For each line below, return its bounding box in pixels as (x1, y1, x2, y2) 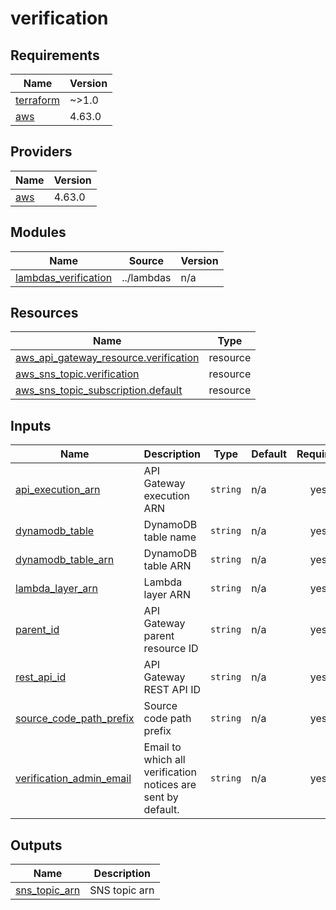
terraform (15, 93, 61, 107)
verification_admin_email (15, 772, 132, 786)
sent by (143, 790, 179, 804)
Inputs (10, 417, 52, 434)
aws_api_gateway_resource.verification (15, 351, 200, 365)
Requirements (10, 47, 100, 64)
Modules (10, 224, 67, 241)
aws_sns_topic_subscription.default (15, 383, 183, 397)
